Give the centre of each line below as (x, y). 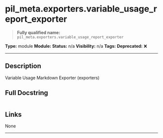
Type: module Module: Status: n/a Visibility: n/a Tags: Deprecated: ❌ (76, 46)
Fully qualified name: (39, 32)
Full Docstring (27, 93)
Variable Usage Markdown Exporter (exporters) (52, 78)
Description (23, 66)
